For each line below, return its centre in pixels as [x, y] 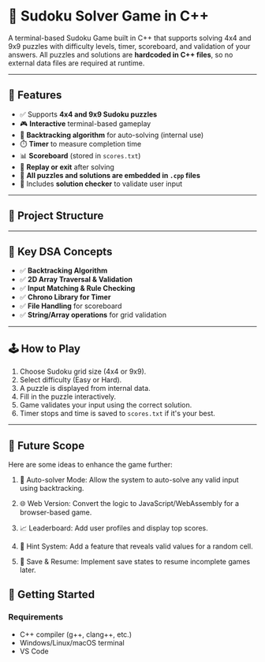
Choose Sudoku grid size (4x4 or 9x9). [83, 372]
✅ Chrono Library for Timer [65, 297]
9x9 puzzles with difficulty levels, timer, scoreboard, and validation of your [129, 46]
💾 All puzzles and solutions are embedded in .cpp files [110, 175]
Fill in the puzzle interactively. [68, 396]
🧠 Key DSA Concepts [60, 251]
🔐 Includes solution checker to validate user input [101, 184]
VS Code [34, 651]
